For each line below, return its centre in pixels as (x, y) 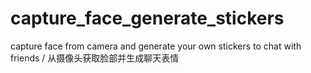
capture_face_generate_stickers (147, 18)
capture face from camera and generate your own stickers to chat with (156, 46)
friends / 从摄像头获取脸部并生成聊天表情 (95, 58)
